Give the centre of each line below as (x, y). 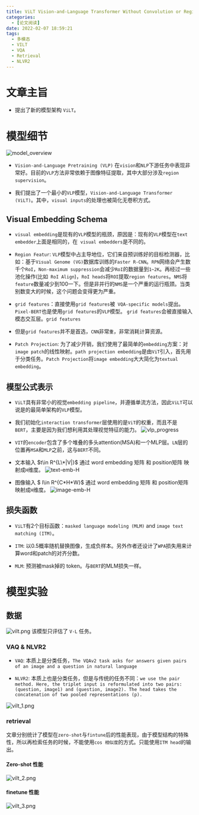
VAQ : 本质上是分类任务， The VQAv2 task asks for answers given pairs (101, 661)
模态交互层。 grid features (48, 319)
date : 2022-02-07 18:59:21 (39, 28)
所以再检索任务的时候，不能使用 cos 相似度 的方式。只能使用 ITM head (99, 742)
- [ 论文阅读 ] (26, 23)
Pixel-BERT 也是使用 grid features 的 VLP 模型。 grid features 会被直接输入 (103, 312)
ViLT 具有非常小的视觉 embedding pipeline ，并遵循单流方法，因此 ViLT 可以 (104, 402)
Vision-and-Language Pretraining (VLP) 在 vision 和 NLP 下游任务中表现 (100, 165)
